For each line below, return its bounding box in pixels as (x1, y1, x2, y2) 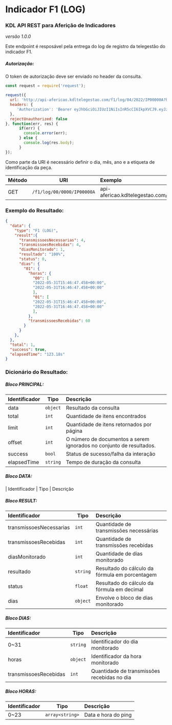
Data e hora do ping (84, 711, 132, 718)
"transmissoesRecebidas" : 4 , (18, 242, 81, 248)
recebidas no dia (91, 674, 132, 681)
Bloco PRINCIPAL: (5, 381, 44, 387)
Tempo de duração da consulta (66, 459, 141, 466)
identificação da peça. (5, 164, 53, 170)
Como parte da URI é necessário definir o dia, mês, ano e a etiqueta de (5, 159, 155, 165)
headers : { (10, 102, 33, 107)
